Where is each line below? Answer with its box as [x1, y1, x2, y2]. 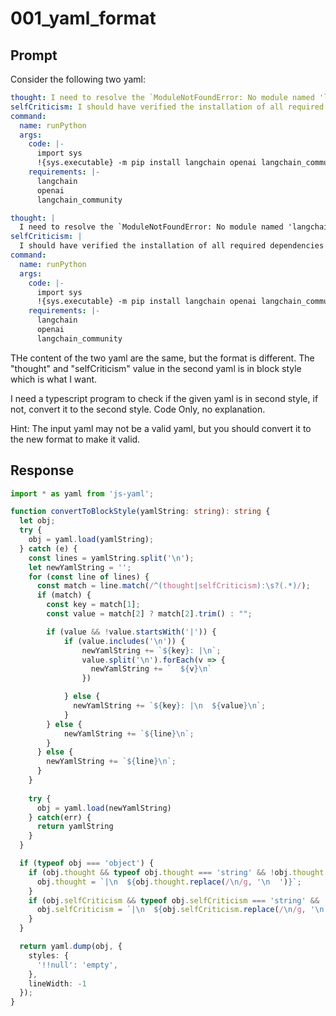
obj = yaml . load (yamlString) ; [28, 535, 155, 545]
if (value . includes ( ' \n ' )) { [63, 636, 186, 646]
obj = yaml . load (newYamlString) [36, 803, 172, 813]
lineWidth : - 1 [28, 978, 87, 989]
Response [10, 462, 75, 479]
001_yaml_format [10, 7, 157, 30]
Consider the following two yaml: [10, 73, 146, 85]
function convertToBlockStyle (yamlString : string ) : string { [10, 507, 271, 517]
